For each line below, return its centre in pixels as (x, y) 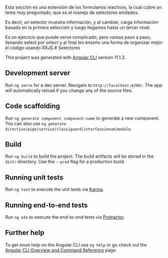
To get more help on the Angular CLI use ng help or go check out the (76, 245)
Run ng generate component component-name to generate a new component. (82, 118)
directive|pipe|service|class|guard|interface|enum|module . (68, 129)
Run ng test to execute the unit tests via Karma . (54, 190)
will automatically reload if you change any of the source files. (69, 90)
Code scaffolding (32, 106)
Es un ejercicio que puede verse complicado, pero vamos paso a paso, (78, 37)
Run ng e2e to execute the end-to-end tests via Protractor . (65, 217)
